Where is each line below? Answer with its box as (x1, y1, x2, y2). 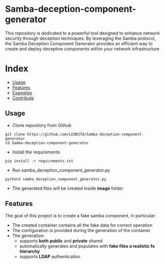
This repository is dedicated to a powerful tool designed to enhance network (5, 30, 160, 36)
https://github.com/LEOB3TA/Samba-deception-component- (27, 132, 144, 137)
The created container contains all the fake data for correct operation (12, 222, 153, 228)
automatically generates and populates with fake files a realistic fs (19, 243, 155, 249)
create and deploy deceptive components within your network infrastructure (5, 46, 160, 52)
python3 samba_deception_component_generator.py (5, 176, 107, 181)
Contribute (12, 95, 34, 101)
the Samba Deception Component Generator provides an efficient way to (5, 40, 153, 46)
